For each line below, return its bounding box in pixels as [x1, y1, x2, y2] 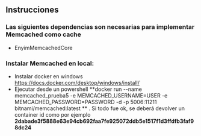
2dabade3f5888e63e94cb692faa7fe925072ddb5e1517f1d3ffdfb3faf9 [14, 117, 194, 125]
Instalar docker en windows [14, 72, 83, 80]
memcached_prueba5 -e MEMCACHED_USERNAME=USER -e [14, 91, 168, 99]
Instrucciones [5, 5, 59, 15]
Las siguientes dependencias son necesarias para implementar [5, 23, 195, 31]
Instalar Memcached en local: [5, 59, 94, 67]
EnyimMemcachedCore [14, 44, 73, 51]
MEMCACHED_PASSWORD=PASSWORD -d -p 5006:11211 [14, 98, 157, 105]
